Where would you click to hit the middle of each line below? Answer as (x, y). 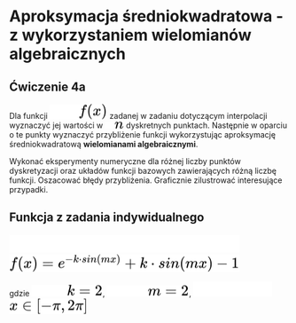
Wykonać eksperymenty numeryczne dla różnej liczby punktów (125, 161)
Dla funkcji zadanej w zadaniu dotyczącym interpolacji (138, 116)
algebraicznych (67, 54)
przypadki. (29, 189)
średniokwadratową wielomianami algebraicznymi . (104, 144)
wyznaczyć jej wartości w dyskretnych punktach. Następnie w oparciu (148, 125)
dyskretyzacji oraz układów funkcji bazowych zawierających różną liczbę (143, 171)
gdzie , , (101, 293)
